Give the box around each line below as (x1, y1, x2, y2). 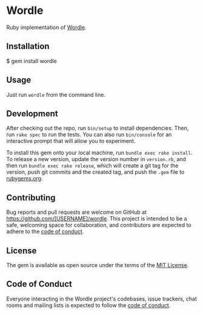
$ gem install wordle (6, 57, 57, 64)
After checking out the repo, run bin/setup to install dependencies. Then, (6, 125, 189, 132)
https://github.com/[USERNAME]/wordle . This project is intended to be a (6, 215, 187, 222)
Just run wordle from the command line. (6, 91, 106, 98)
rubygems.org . (6, 175, 43, 182)
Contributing (6, 192, 56, 203)
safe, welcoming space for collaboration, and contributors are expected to (6, 222, 192, 229)
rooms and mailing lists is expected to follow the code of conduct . (6, 301, 171, 309)
